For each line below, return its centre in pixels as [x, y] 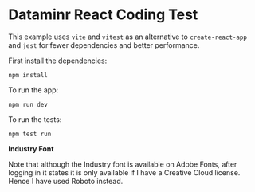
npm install [28, 75]
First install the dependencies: [58, 61]
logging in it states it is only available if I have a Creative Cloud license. [124, 172]
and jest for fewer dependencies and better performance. [104, 45]
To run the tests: [35, 119]
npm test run [30, 134]
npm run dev [28, 104]
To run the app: [33, 90]
